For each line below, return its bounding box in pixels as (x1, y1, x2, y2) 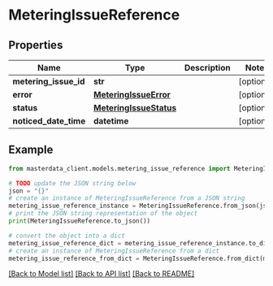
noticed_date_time (12, 115, 86, 127)
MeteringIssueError (93, 89, 171, 100)
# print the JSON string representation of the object (8, 210, 198, 218)
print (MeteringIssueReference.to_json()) (8, 217, 151, 225)
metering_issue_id (12, 76, 85, 87)
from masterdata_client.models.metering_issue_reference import (8, 164, 231, 172)
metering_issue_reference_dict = (8, 239, 122, 247)
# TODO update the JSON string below (8, 179, 136, 188)
